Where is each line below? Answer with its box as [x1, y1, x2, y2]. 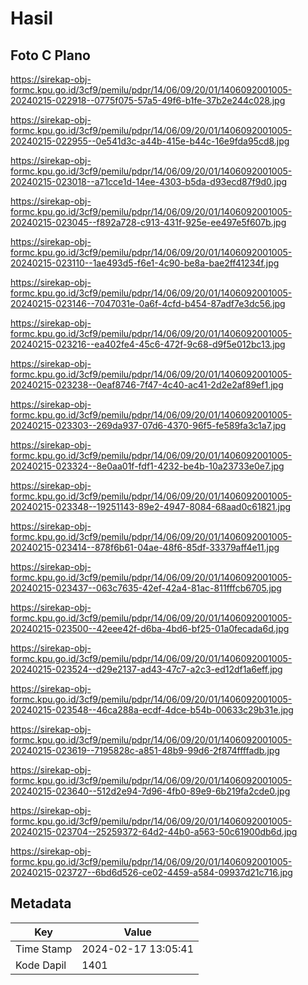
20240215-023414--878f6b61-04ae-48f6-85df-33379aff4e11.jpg [10, 542, 280, 553]
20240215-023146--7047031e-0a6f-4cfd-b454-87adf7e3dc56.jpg [10, 298, 286, 309]
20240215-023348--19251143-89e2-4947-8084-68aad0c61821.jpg [10, 501, 292, 512]
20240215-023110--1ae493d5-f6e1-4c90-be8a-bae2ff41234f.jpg [10, 257, 280, 269]
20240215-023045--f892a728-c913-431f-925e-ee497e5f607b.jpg [10, 217, 287, 228]
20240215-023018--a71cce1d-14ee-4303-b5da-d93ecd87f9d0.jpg [10, 176, 288, 187]
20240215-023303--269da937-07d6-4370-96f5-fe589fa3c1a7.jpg [10, 420, 287, 431]
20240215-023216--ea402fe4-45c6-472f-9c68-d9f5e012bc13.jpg [10, 338, 286, 350]
